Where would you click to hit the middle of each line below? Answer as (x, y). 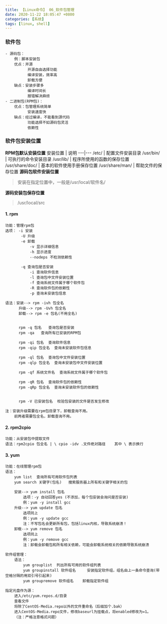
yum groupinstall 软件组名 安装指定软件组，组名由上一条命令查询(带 (91, 571)
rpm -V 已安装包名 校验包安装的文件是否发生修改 (64, 401)
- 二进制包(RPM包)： (24, 101)
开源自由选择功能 (42, 69)
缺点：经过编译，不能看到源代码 (42, 117)
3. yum (12, 455)
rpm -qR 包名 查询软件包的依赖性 (50, 382)
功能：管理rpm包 (20, 226)
